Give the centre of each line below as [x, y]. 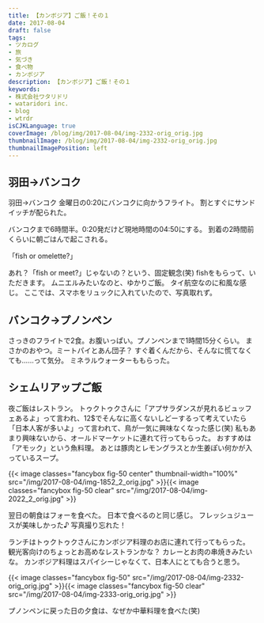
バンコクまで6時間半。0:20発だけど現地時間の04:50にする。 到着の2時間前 [131, 230]
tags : [17, 38]
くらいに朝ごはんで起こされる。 [60, 239]
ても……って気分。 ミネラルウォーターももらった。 [91, 360]
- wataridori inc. [38, 104]
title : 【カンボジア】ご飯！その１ [59, 15]
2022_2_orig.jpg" [36, 499]
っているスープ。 [36, 458]
